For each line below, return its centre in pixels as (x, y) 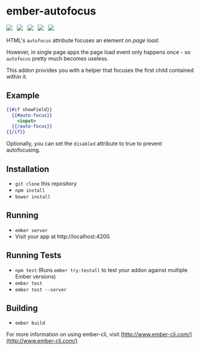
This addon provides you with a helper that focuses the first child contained (100, 70)
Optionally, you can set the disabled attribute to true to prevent (84, 144)
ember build (30, 323)
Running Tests (34, 255)
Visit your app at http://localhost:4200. (63, 236)
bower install (33, 197)
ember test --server (41, 290)
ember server (31, 230)
